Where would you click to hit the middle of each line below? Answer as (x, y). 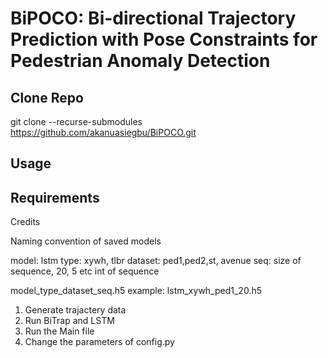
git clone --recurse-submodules (76, 121)
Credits (25, 222)
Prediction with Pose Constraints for (164, 39)
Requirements (55, 197)
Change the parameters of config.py (99, 342)
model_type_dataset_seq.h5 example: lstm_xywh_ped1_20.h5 (136, 291)
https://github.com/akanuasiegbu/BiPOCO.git (103, 132)
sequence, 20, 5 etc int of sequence (85, 271)
